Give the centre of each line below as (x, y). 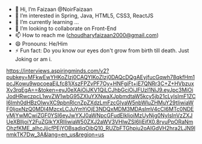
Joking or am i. (33, 59)
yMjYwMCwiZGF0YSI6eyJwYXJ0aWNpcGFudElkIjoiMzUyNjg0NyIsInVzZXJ (99, 115)
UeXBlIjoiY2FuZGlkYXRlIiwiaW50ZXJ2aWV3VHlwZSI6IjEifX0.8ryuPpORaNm (100, 122)
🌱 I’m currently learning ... (47, 22)
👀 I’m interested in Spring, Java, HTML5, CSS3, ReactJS (84, 16)
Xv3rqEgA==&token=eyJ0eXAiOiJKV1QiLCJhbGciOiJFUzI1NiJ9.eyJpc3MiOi (100, 90)
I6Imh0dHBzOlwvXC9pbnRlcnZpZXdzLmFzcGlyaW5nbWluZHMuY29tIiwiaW (100, 103)
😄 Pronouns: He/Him (41, 44)
